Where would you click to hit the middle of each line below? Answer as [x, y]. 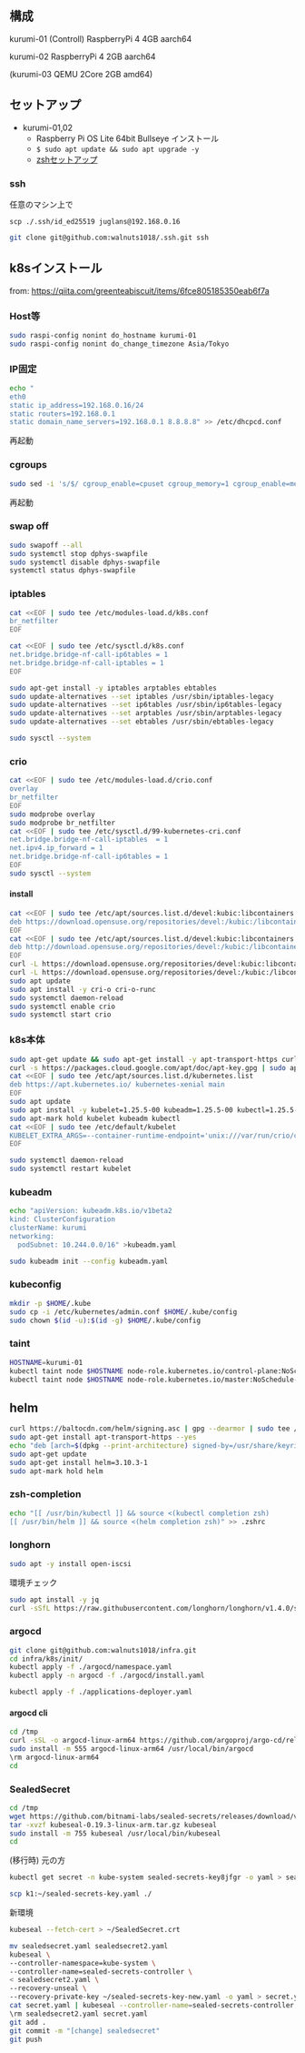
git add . [28, 2022]
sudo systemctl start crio [60, 1015]
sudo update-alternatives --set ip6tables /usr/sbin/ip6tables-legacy [146, 705]
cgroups [28, 465]
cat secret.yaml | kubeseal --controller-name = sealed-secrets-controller [152, 2006]
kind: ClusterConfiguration [63, 1219]
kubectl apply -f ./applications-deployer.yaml [101, 1692]
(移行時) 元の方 [38, 1860]
